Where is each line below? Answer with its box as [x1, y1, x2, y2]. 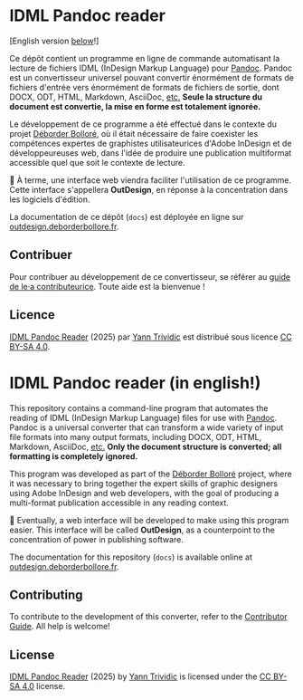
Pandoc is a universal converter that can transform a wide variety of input [9, 422, 284, 433]
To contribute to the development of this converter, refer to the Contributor [9, 611, 288, 622]
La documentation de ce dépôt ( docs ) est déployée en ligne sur [9, 211, 244, 222]
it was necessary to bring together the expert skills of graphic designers [9, 477, 279, 489]
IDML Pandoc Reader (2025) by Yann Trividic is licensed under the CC [9, 671, 271, 682]
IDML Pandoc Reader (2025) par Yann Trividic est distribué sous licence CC [9, 331, 292, 342]
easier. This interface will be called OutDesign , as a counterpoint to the [9, 524, 276, 535]
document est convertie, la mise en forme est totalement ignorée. [9, 101, 261, 111]
